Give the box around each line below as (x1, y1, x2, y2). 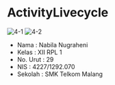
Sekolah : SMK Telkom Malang (16, 70, 103, 78)
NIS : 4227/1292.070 (16, 62, 75, 71)
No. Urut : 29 (16, 55, 54, 63)
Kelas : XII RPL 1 (16, 48, 62, 56)
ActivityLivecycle (7, 5, 109, 21)
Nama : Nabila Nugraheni (16, 40, 88, 49)
